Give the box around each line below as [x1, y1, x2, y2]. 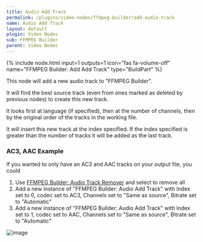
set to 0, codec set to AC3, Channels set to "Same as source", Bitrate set [15, 192, 197, 199]
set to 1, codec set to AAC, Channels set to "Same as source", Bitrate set [15, 211, 196, 218]
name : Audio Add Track [6, 20, 64, 26]
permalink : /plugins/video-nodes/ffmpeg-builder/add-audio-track [6, 15, 175, 21]
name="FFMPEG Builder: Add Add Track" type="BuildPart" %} [6, 65, 162, 73]
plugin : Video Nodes [6, 31, 59, 38]
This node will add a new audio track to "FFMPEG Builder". [6, 77, 153, 85]
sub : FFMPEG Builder [6, 37, 59, 43]
